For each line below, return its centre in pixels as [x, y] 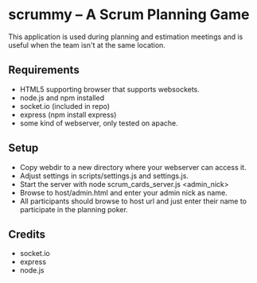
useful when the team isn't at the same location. [87, 45]
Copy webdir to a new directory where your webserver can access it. [133, 167]
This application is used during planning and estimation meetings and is [126, 37]
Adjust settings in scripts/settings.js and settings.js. [104, 176]
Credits [27, 234]
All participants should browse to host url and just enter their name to [133, 201]
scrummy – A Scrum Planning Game [129, 15]
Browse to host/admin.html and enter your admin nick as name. [124, 192]
